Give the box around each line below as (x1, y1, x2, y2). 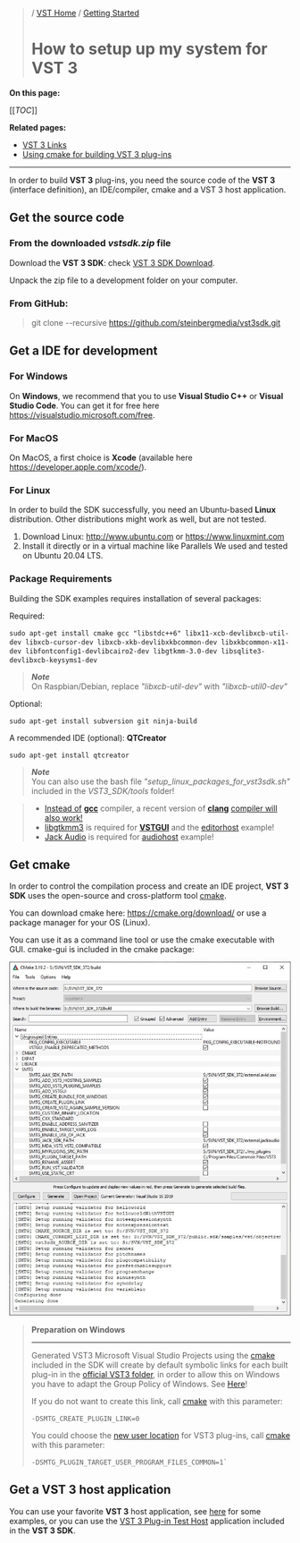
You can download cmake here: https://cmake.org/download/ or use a (9, 908, 267, 918)
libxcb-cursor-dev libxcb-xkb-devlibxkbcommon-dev (25, 637, 218, 647)
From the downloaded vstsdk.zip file (9, 237, 171, 250)
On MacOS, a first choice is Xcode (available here (9, 452, 194, 463)
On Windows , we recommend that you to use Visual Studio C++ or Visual (9, 390, 284, 401)
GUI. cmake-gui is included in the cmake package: (9, 944, 195, 955)
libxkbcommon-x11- (221, 637, 290, 647)
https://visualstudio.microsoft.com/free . (9, 409, 155, 420)
